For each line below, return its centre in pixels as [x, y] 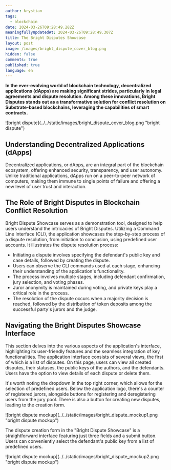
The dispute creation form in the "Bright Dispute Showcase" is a [73, 430]
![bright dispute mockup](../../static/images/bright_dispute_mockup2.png [82, 456]
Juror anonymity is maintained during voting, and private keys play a [85, 287]
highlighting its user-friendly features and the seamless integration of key [83, 351]
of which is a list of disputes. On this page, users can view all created [78, 362]
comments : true [22, 60]
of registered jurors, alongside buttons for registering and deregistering [81, 394]
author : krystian [24, 11]
